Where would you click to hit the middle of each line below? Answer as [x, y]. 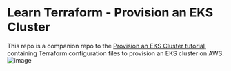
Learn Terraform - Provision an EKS [110, 13]
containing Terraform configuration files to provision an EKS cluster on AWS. [115, 53]
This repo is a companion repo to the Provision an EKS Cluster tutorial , [107, 46]
